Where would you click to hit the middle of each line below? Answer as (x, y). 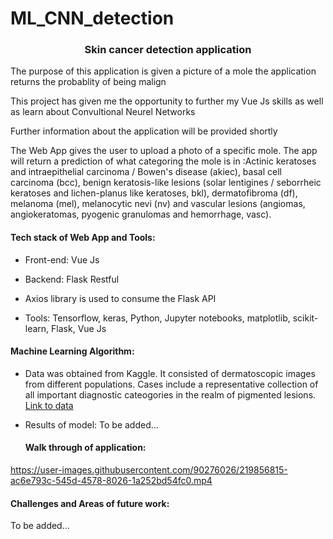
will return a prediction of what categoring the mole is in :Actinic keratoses (163, 161)
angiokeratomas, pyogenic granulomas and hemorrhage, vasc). (141, 214)
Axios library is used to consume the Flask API (120, 298)
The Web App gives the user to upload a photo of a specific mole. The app (164, 151)
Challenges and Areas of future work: (90, 503)
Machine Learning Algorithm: (72, 351)
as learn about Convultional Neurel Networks (103, 112)
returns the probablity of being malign (88, 82)
